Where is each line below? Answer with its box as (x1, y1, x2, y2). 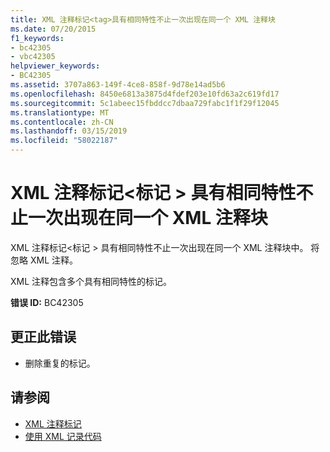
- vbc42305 (10, 52, 56, 62)
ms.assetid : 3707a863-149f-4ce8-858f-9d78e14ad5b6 (10, 80, 226, 90)
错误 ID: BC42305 (10, 296, 84, 308)
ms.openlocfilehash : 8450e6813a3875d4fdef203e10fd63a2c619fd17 (10, 89, 280, 99)
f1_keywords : (10, 33, 65, 43)
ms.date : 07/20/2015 (10, 24, 97, 34)
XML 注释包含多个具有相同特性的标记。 (10, 275, 173, 287)
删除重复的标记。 (24, 357, 96, 369)
